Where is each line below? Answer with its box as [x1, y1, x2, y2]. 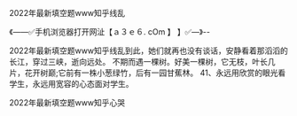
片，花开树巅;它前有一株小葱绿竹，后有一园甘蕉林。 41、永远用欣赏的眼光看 [9, 67, 286, 78]
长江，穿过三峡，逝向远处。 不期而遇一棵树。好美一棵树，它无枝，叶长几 [9, 57, 276, 66]
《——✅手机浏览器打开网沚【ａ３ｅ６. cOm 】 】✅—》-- [9, 27, 211, 37]
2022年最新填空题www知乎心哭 [9, 97, 126, 108]
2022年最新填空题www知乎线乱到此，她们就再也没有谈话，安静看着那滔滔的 [9, 45, 288, 56]
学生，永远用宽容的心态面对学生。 [9, 79, 134, 89]
